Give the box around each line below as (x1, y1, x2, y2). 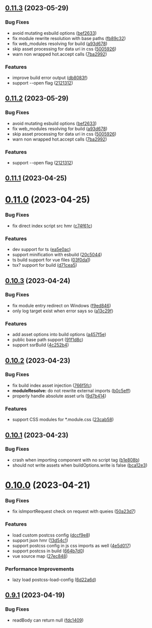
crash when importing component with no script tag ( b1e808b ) (12, 457, 140, 463)
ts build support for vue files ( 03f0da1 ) (12, 257, 91, 263)
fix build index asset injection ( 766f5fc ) (12, 382, 92, 388)
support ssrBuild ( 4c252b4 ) (12, 342, 69, 348)
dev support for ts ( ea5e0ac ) (12, 246, 71, 252)
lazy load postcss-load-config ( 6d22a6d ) (12, 577, 97, 582)
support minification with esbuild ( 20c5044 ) (12, 252, 102, 258)
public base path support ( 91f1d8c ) (12, 337, 84, 343)
